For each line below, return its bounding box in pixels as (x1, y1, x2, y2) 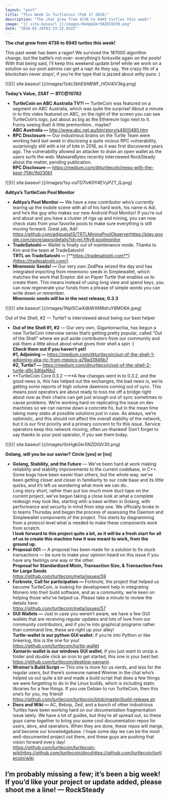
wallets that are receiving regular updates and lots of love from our (12, 616, 151, 622)
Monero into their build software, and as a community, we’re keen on (12, 590, 155, 596)
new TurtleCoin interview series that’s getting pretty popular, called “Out (12, 330, 162, 336)
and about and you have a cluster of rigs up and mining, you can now (12, 215, 156, 222)
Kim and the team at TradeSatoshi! (12, 247, 84, 253)
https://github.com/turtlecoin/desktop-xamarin (12, 659, 110, 665)
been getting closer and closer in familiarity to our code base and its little (12, 477, 164, 483)
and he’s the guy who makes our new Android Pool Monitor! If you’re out (12, 210, 162, 216)
